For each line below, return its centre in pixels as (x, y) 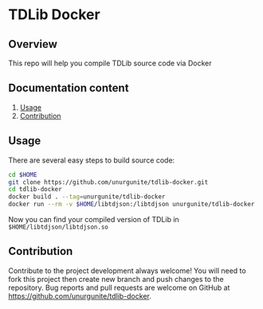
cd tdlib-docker (35, 190)
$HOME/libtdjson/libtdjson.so (59, 227)
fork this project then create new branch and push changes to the (116, 279)
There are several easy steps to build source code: (92, 160)
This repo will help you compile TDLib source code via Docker (110, 63)
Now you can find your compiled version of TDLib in (94, 219)
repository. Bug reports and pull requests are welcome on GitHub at (119, 287)
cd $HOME (23, 174)
